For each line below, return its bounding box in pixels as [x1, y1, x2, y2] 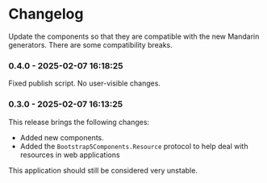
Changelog [8, 5, 84, 23]
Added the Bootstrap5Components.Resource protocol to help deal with [19, 141, 248, 151]
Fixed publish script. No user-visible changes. [8, 78, 161, 89]
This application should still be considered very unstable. [8, 165, 198, 175]
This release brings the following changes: [8, 117, 150, 127]
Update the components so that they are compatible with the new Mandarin [8, 31, 260, 41]
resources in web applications [19, 150, 120, 160]
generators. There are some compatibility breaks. [8, 40, 173, 49]
